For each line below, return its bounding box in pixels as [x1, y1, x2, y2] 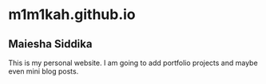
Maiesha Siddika [8, 37, 93, 51]
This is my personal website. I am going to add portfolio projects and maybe [8, 58, 258, 67]
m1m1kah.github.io [8, 6, 136, 24]
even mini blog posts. [8, 67, 79, 76]
